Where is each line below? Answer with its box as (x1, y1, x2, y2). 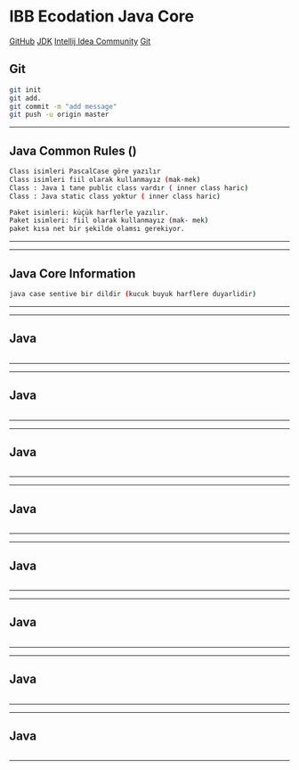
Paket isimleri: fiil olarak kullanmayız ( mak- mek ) (9, 216, 209, 225)
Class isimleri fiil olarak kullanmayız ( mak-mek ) (9, 175, 201, 184)
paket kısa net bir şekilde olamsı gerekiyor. (9, 225, 185, 234)
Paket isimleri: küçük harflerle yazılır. (9, 208, 169, 217)
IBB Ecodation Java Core (9, 6, 195, 27)
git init (9, 85, 42, 95)
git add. (9, 94, 42, 103)
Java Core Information (9, 266, 136, 281)
